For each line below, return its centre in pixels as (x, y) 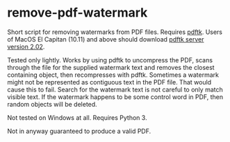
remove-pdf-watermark (77, 13)
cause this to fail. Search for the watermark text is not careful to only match (115, 89)
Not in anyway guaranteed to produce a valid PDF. (79, 131)
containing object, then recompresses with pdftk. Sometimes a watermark (113, 75)
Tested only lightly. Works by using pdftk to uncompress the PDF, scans (110, 60)
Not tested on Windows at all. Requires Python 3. (77, 117)
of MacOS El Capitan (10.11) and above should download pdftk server (106, 39)
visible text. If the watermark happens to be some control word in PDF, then (115, 97)
